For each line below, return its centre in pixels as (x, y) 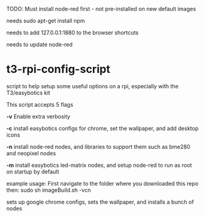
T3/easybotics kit (28, 93)
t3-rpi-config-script (58, 69)
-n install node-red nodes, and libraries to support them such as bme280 (99, 147)
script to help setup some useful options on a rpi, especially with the (92, 86)
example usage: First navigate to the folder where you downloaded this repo (102, 183)
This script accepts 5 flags (40, 104)
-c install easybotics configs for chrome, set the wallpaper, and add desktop (102, 128)
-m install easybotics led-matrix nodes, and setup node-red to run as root (99, 165)
